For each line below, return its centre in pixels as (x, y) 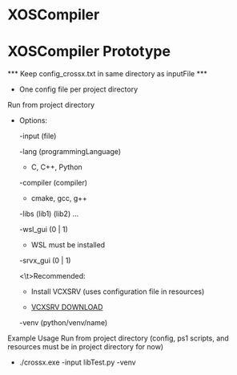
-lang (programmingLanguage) (70, 152)
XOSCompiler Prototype (89, 52)
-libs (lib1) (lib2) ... (49, 214)
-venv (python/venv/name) (63, 323)
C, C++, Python (57, 167)
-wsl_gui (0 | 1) (44, 230)
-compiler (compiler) (53, 183)
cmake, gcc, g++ (59, 198)
